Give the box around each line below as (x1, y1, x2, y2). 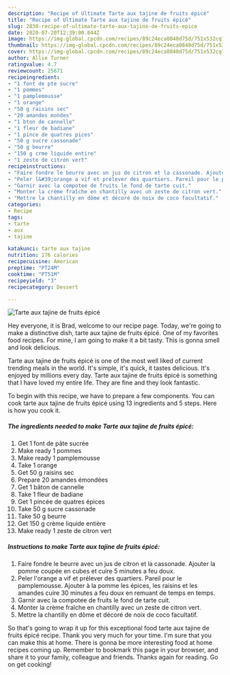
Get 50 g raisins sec (17, 469, 74, 477)
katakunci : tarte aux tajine (8, 245, 91, 252)
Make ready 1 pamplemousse (17, 454, 100, 463)
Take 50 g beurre (17, 512, 67, 521)
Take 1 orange (17, 461, 57, 469)
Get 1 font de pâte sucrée (17, 439, 89, 447)
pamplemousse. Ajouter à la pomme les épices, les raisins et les (17, 582, 198, 590)
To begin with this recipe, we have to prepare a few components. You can (8, 392, 215, 400)
